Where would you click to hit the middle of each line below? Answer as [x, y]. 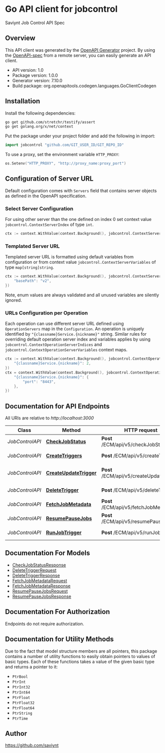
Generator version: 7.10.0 [37, 80]
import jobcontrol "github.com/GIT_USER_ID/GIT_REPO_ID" [65, 145]
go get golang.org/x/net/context [39, 126]
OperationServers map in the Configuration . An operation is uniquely [75, 329]
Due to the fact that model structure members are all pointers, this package [81, 651]
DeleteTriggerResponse [36, 575]
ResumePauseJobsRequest [40, 591]
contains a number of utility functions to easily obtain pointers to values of [80, 656]
